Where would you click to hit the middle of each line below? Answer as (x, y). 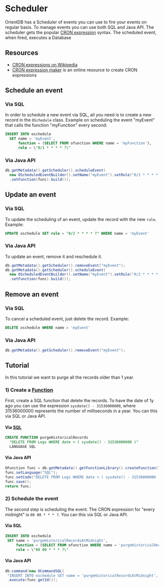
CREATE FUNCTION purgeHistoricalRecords (47, 438)
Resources (22, 53)
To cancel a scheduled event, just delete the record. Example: (67, 319)
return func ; (18, 486)
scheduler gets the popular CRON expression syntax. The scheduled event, (81, 32)
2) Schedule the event (32, 499)
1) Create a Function (29, 390)
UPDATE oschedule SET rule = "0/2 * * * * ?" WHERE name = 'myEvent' (77, 233)
